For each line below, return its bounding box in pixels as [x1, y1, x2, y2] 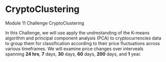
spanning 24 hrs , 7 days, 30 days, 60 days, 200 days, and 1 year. [5, 51, 141, 57]
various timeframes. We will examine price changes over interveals [5, 45, 144, 51]
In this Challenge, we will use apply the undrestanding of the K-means [5, 29, 149, 35]
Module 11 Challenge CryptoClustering [5, 20, 84, 26]
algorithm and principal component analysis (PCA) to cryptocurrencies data [5, 35, 161, 41]
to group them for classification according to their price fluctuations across [5, 40, 160, 46]
